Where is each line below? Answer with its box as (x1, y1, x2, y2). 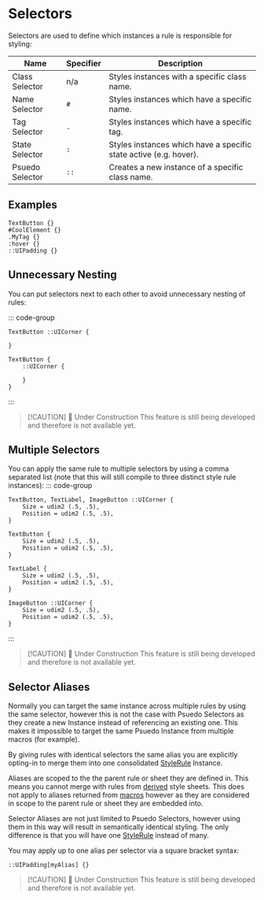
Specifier (66, 57, 102, 69)
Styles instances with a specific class (108, 71, 247, 82)
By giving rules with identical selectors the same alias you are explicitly (8, 750, 238, 760)
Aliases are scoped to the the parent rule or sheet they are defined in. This (8, 773, 249, 783)
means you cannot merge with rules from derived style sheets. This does (8, 782, 245, 791)
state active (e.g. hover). (108, 149, 199, 160)
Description (158, 57, 203, 69)
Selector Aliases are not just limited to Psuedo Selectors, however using (8, 814, 241, 824)
